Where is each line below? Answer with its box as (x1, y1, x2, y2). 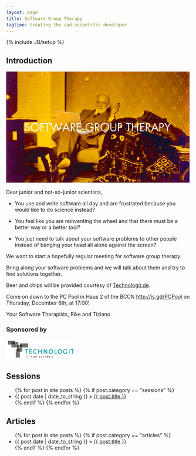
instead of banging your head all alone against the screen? (14, 241, 157, 249)
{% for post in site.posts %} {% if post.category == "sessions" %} (14, 387, 175, 394)
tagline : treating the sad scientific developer (6, 22, 127, 28)
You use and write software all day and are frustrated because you (14, 200, 176, 207)
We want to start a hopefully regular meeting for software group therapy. (6, 253, 182, 260)
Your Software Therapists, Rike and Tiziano (6, 311, 110, 318)
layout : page (6, 9, 38, 15)
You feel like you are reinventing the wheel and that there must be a (14, 218, 178, 225)
